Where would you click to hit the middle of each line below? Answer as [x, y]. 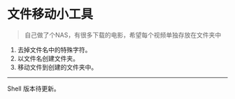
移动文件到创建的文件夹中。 [57, 67]
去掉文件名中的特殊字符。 [54, 49]
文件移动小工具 [50, 14]
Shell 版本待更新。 [34, 89]
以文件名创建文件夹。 [48, 58]
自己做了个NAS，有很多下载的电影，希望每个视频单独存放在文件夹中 [123, 35]
